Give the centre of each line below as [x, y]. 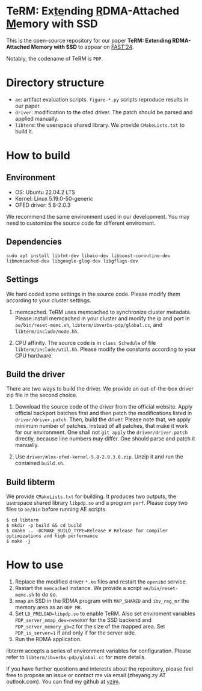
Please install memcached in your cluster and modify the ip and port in [103, 318]
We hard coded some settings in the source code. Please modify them [93, 294]
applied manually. [37, 118]
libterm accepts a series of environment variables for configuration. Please [99, 651]
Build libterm [31, 482]
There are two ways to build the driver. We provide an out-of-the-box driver [100, 389]
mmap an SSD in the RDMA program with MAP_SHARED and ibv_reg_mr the [102, 601]
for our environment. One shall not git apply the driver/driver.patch [101, 432]
